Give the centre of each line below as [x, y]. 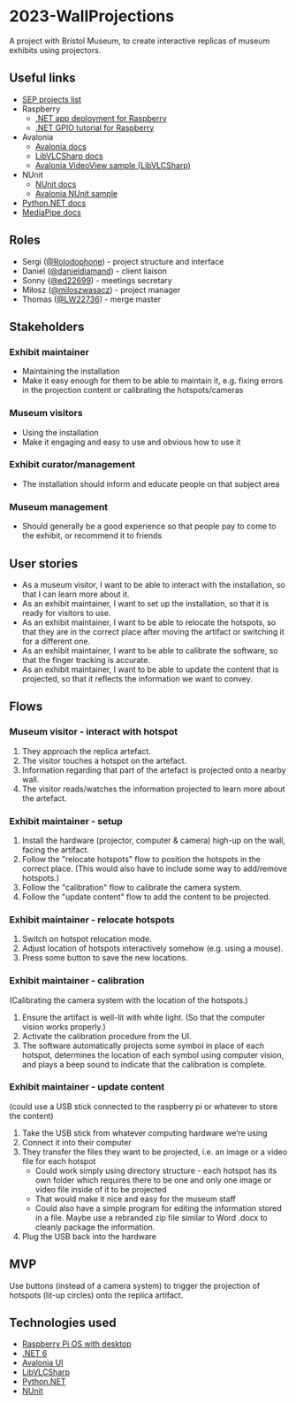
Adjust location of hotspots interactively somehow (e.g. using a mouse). [152, 948]
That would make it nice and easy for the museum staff [135, 1199]
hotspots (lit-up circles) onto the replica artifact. [96, 1295]
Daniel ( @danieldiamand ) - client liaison [95, 271]
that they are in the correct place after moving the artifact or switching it [153, 631]
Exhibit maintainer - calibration [77, 981]
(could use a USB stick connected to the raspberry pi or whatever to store [144, 1106]
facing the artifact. [56, 849]
